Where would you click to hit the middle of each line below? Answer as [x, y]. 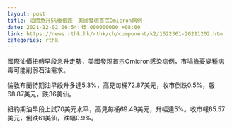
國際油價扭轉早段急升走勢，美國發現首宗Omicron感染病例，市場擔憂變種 [113, 62]
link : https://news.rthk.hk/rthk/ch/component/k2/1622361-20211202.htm [115, 34]
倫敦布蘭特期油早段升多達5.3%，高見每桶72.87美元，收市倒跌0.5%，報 [111, 85]
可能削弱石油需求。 [41, 70]
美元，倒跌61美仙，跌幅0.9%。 [52, 118]
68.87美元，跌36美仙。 [41, 94]
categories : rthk [33, 40]
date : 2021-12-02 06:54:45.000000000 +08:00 [74, 27]
